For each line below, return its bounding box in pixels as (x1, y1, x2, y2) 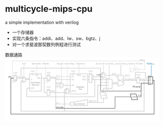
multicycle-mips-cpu (5, 3, 93, 15)
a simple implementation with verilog (5, 19, 79, 25)
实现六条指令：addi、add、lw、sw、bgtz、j (12, 35, 101, 41)
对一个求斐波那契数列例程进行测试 (12, 41, 81, 47)
